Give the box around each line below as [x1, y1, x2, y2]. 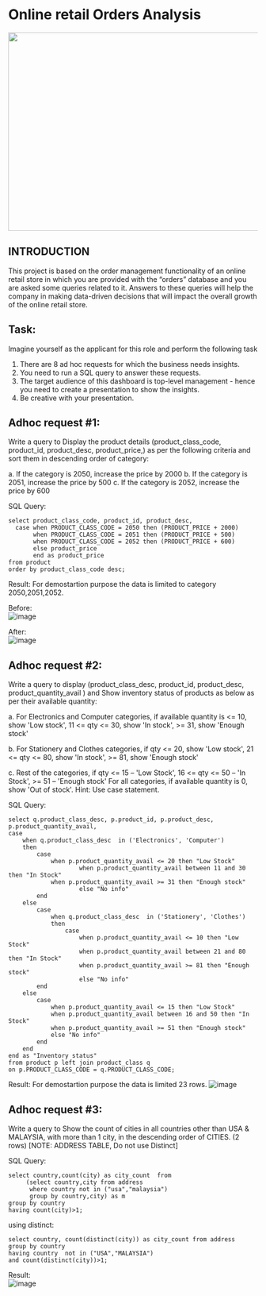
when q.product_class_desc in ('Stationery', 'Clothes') [50, 913, 246, 921]
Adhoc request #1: [8, 415, 101, 430]
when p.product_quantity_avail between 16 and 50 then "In [50, 1010, 249, 1018]
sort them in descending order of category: [8, 454, 149, 464]
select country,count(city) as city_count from [8, 1171, 172, 1179]
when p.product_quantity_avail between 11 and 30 [78, 864, 246, 873]
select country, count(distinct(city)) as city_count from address [8, 1236, 236, 1244]
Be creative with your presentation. [19, 393, 135, 403]
